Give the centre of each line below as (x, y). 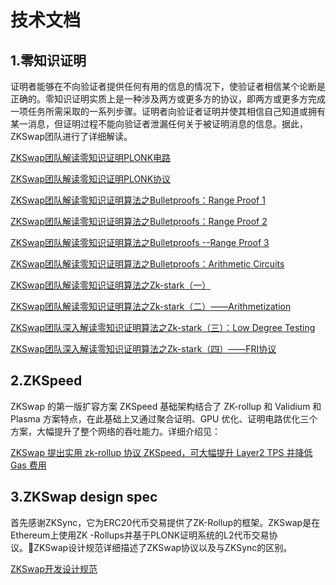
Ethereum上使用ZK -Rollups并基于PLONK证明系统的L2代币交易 (140, 535)
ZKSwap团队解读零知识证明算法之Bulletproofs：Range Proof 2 (139, 221)
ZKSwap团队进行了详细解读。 (71, 136)
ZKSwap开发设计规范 (54, 568)
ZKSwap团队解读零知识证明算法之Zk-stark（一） (111, 285)
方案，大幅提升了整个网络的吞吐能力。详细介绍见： (115, 431)
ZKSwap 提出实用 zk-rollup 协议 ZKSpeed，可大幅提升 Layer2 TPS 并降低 (161, 452)
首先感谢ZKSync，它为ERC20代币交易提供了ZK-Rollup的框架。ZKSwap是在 (165, 522)
